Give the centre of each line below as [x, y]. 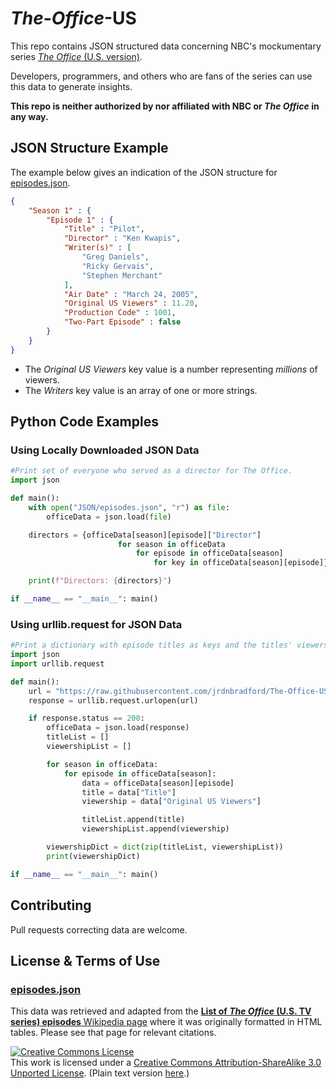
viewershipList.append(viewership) [155, 829]
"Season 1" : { [60, 210]
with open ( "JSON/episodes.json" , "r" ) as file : [129, 507]
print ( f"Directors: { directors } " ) [100, 581]
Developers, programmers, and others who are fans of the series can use [161, 76]
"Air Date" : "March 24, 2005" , [131, 294]
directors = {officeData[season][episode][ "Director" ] [145, 535]
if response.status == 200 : [86, 718]
